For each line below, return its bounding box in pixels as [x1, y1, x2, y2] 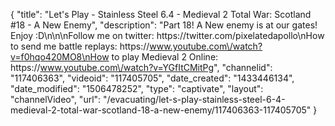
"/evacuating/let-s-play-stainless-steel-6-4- [103, 94, 286, 105]
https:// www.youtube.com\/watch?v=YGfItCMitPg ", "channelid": [10, 62, 273, 73]
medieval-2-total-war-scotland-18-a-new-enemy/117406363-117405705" [10, 104, 312, 116]
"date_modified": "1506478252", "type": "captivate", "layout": [10, 83, 264, 94]
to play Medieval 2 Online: [111, 51, 219, 63]
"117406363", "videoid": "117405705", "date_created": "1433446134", [10, 72, 295, 84]
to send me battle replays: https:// [10, 40, 150, 52]
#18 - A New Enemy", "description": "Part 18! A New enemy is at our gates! [10, 19, 318, 31]
